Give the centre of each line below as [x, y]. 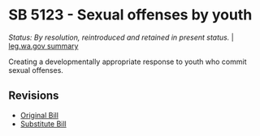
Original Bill [39, 115]
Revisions [34, 96]
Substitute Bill [43, 124]
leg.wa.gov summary [43, 45]
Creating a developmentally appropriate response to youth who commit [128, 62]
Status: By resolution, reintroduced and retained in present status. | [121, 37]
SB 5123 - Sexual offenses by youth [130, 15]
